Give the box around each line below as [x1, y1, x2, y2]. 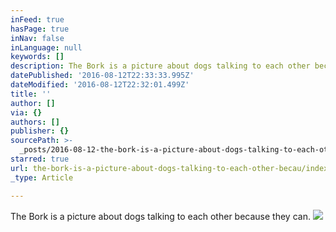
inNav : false [10, 33, 65, 43]
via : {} [10, 107, 43, 118]
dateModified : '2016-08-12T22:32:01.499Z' [10, 80, 190, 90]
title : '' [10, 89, 52, 99]
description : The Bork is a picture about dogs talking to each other [10, 61, 311, 71]
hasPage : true [10, 24, 70, 34]
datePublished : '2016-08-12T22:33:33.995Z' [10, 71, 195, 81]
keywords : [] [10, 52, 65, 62]
